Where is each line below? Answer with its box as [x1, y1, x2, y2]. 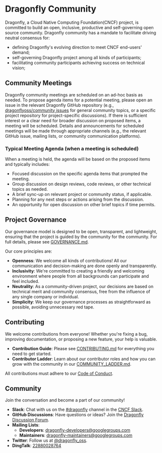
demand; [12, 49, 30, 55]
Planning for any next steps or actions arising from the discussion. [12, 196, 144, 202]
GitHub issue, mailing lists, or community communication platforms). [5, 133, 141, 139]
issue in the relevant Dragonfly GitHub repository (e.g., [5, 102, 114, 108]
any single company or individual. [12, 293, 79, 299]
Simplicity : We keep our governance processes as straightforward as [12, 299, 151, 305]
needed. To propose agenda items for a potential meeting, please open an [5, 97, 153, 103]
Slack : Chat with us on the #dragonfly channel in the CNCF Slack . [12, 406, 144, 413]
